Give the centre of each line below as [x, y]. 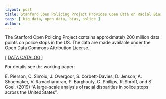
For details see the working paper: [40, 67]
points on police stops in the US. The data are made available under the [78, 43]
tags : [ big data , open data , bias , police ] [53, 19]
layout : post [19, 10]
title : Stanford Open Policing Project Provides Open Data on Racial [78, 14]
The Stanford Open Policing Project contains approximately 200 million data [82, 37]
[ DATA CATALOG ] [24, 58]
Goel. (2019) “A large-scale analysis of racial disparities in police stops [77, 87]
